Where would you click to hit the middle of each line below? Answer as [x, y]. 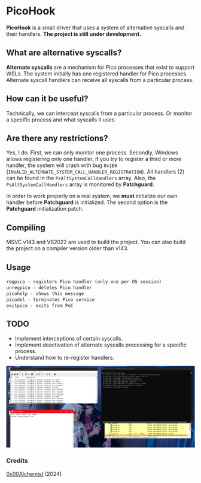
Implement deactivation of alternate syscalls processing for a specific [100, 345]
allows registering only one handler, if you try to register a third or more [94, 159]
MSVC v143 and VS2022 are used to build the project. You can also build [96, 242]
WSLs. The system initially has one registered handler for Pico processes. [97, 74]
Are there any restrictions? [57, 138]
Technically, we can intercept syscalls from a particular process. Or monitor [99, 113]
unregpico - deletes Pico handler [49, 288]
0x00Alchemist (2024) [34, 473]
